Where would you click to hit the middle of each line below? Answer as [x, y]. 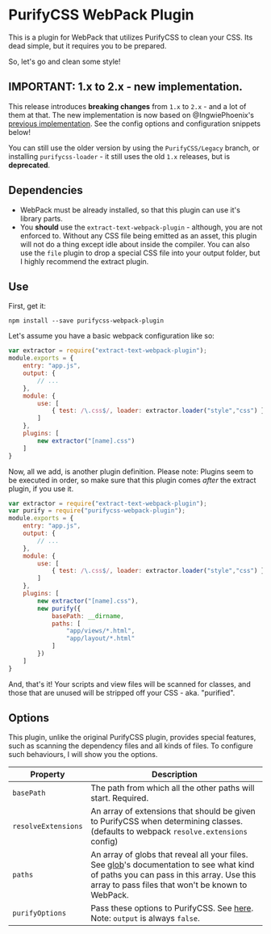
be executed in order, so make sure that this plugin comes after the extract [132, 480]
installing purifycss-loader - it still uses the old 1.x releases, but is [119, 156]
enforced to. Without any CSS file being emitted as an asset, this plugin [138, 235]
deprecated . [29, 165]
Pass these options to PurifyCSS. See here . [172, 908]
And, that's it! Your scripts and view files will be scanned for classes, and [130, 684]
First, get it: [27, 306]
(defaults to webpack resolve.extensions [169, 831]
